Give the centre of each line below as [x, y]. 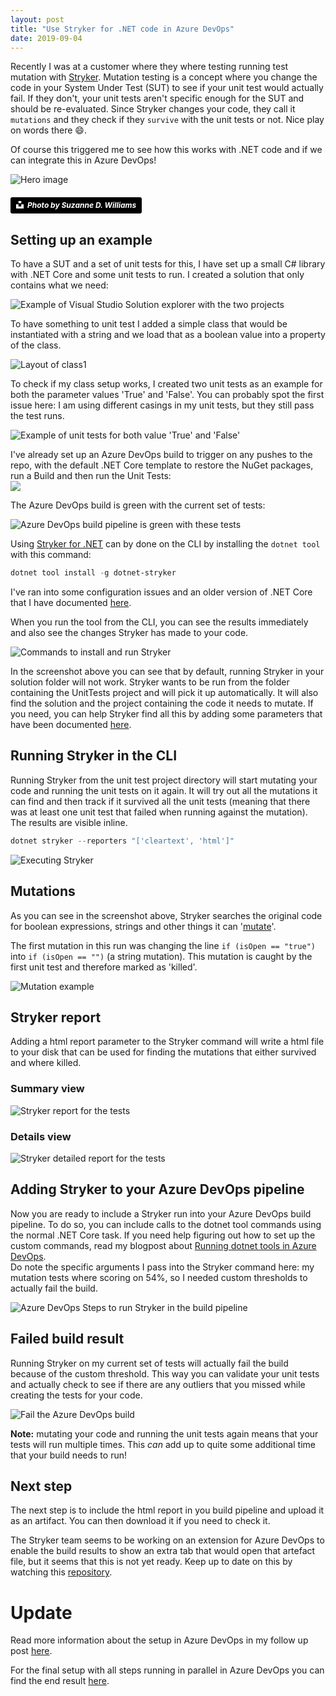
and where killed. [46, 1063]
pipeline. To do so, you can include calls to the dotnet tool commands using [166, 1224]
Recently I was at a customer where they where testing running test [149, 67]
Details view [41, 1136]
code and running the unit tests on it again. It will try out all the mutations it [164, 790]
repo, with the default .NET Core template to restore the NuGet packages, [162, 465]
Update [41, 1612]
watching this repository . [61, 1572]
